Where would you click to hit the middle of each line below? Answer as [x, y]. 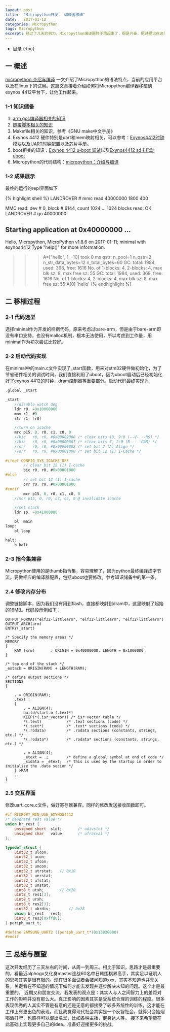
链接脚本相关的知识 [33, 125]
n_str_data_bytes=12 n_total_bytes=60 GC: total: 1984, [99, 262]
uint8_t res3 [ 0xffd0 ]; [38, 918]
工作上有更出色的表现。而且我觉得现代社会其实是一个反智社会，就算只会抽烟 [85, 1012]
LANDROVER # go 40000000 [36, 214]
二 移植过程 [23, 301]
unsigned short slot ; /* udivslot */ [62, 829]
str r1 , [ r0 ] [28, 419]
